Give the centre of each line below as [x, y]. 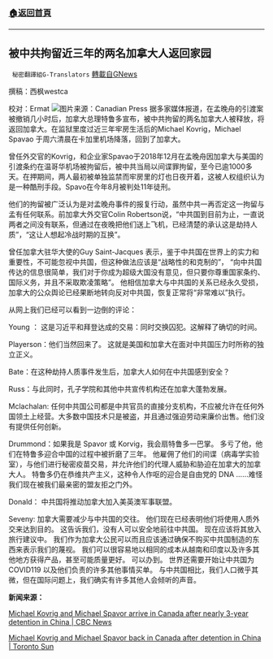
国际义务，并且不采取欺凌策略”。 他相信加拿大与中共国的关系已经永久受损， [136, 283]
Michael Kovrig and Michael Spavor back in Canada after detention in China [135, 638]
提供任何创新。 [40, 427]
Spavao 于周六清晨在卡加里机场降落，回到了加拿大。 [97, 139]
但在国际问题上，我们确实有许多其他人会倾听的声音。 [111, 580]
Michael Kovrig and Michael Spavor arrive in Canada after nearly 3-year [129, 613]
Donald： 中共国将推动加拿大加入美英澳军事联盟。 [93, 502]
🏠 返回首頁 [30, 12]
